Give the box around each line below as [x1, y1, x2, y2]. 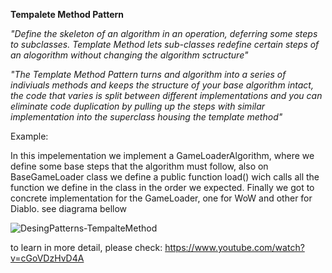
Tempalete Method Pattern [10, 9, 125, 20]
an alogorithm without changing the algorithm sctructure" [10, 49, 249, 61]
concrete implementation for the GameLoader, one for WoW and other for [10, 192, 313, 204]
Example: [10, 130, 49, 142]
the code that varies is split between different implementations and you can [10, 90, 323, 101]
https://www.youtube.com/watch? [164, 242, 305, 253]
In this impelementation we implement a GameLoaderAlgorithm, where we [10, 150, 315, 161]
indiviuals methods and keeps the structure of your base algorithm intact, [10, 79, 314, 91]
